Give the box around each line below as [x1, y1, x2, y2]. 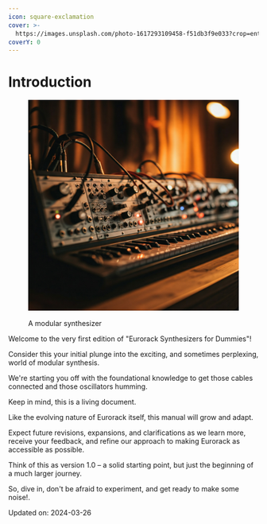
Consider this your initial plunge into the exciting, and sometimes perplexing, [8, 350, 259, 359]
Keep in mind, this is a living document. [8, 398, 137, 407]
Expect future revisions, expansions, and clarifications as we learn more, [8, 428, 246, 437]
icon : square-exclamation [8, 13, 94, 21]
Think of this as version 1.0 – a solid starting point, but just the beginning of [8, 460, 254, 470]
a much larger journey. [8, 469, 82, 479]
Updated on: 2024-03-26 [8, 508, 92, 518]
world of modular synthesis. [8, 358, 100, 367]
